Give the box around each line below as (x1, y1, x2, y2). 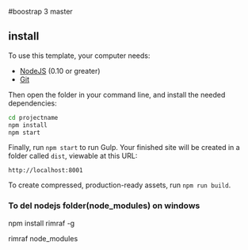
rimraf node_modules (8, 233, 78, 243)
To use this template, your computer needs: (8, 51, 151, 60)
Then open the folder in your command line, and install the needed (8, 90, 226, 99)
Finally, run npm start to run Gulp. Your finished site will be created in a (8, 143, 240, 152)
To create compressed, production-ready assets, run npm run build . (8, 180, 231, 190)
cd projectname (8, 113, 59, 121)
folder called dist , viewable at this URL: (8, 151, 138, 161)
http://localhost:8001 (8, 167, 83, 175)
